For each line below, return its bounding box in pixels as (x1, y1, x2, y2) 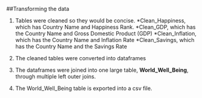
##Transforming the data (6, 5, 69, 12)
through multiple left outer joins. (15, 73, 96, 80)
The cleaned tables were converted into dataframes (15, 55, 146, 61)
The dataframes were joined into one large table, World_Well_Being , (15, 66, 189, 74)
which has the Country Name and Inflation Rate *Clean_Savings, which (15, 37, 195, 43)
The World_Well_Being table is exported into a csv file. (15, 85, 152, 92)
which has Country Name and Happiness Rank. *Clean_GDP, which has (15, 24, 196, 30)
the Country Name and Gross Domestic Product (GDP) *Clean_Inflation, (15, 30, 197, 37)
